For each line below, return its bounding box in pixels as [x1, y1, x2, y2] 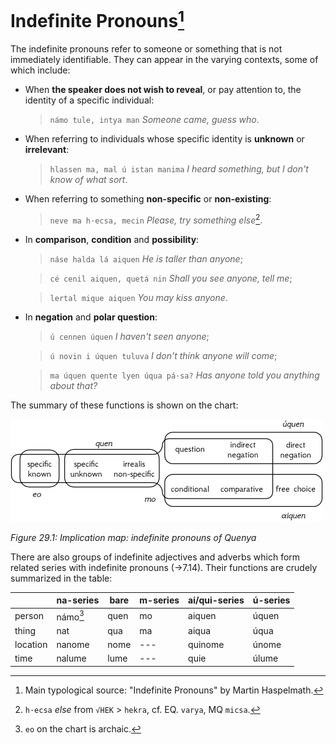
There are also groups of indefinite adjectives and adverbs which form [10, 551, 301, 563]
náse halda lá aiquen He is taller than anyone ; [49, 252, 243, 265]
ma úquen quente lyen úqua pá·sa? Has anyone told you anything [49, 369, 320, 381]
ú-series [252, 594, 291, 606]
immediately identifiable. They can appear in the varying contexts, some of [10, 54, 319, 66]
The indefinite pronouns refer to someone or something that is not [10, 43, 283, 55]
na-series [56, 594, 100, 606]
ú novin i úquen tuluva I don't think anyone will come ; [49, 349, 278, 361]
